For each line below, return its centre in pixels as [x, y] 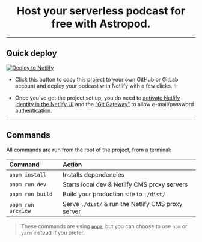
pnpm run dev [28, 184]
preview [20, 210]
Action [72, 165]
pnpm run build [31, 194]
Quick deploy [32, 53]
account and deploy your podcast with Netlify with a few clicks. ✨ [96, 86]
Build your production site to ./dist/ [114, 194]
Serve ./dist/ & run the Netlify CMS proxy [123, 204]
